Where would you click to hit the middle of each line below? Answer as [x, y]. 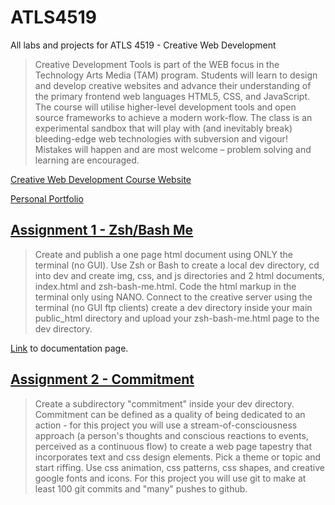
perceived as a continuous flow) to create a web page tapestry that [173, 446]
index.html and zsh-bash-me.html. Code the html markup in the [165, 286]
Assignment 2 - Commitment [102, 379]
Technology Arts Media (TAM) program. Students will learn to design [176, 75]
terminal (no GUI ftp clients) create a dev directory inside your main [173, 307]
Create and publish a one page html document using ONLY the [163, 254]
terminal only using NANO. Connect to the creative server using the [173, 297]
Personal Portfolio [47, 198]
